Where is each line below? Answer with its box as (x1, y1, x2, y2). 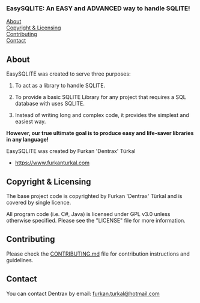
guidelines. (6, 256, 34, 263)
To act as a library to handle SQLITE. (14, 82, 106, 89)
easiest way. (14, 118, 46, 125)
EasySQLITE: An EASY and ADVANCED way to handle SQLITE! (6, 4, 190, 13)
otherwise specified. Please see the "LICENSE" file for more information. (6, 217, 186, 224)
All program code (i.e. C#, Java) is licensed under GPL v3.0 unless (6, 210, 171, 217)
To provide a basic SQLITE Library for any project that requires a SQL (14, 94, 186, 101)
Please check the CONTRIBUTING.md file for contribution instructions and (6, 250, 190, 257)
